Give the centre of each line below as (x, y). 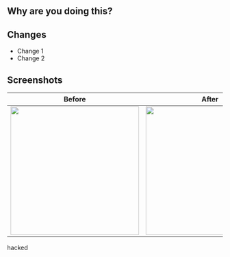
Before (75, 99)
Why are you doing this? (60, 11)
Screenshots (35, 80)
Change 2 (31, 58)
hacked (18, 248)
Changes (27, 35)
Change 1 (30, 51)
